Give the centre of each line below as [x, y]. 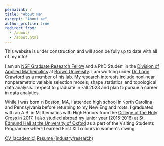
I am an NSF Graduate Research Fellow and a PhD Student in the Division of [82, 66]
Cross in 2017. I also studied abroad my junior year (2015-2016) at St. [75, 118]
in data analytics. [22, 93]
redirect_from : [21, 28]
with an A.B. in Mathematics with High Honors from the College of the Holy [81, 112]
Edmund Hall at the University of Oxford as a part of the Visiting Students [80, 123]
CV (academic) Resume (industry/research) [49, 138]
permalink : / [19, 10]
